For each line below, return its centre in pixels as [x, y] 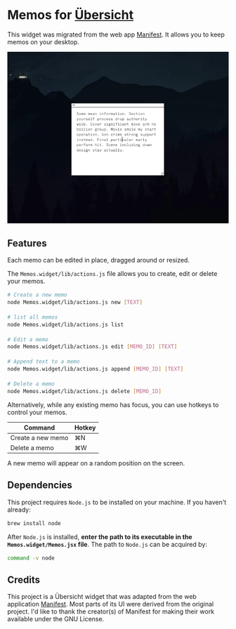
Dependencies [40, 485]
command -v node [31, 558]
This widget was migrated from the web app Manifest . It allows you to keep [116, 34]
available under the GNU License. [56, 619]
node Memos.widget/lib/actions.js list [66, 324]
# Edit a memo [28, 339]
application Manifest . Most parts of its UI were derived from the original [111, 604]
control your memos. [37, 412]
